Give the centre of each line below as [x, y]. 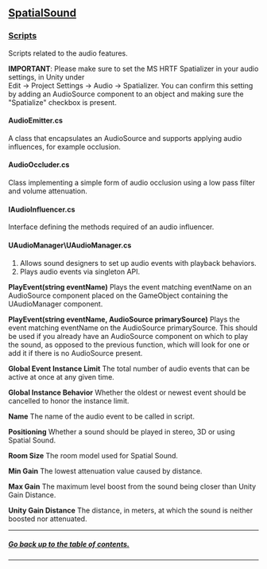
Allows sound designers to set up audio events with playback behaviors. [138, 263]
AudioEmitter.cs [36, 121]
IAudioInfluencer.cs [42, 209]
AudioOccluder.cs [39, 165]
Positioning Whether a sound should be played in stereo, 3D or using [122, 431]
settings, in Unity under [46, 77]
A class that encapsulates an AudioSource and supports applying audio [125, 138]
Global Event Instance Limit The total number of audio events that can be [129, 368]
